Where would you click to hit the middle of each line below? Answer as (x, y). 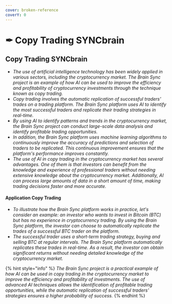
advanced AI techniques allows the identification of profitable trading (79, 284)
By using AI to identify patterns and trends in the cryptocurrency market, (90, 121)
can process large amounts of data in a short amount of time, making (87, 181)
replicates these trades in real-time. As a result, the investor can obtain (88, 248)
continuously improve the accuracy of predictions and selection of (83, 142)
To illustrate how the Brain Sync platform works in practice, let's (81, 209)
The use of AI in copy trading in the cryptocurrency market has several (88, 159)
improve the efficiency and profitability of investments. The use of (75, 279)
